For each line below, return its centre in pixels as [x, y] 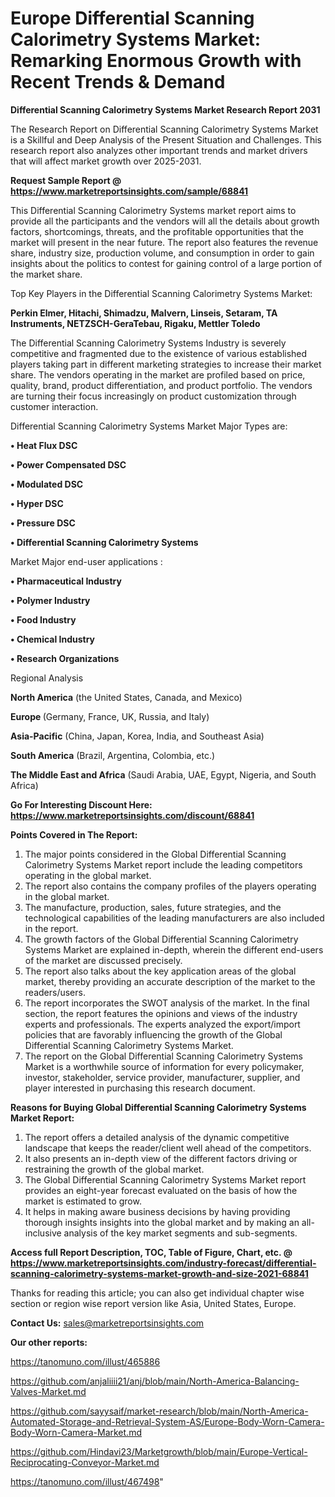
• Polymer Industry [50, 600]
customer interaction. [54, 406]
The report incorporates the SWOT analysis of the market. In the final [167, 1003]
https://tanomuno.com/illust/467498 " [87, 1481]
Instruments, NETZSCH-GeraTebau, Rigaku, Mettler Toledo [135, 323]
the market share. [46, 274]
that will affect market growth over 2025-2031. [106, 161]
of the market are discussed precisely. [103, 960]
